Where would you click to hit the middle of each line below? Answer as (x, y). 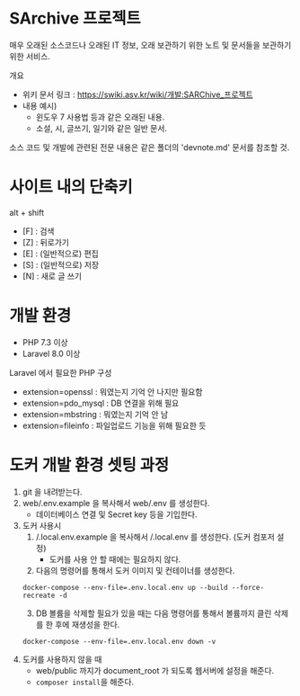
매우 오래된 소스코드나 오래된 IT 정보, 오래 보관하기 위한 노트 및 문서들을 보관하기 (150, 45)
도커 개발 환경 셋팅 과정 (89, 465)
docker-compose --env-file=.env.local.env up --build (125, 587)
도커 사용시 (42, 525)
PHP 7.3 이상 (45, 342)
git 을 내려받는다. (52, 492)
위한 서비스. (30, 56)
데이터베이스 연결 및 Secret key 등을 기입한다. (116, 514)
